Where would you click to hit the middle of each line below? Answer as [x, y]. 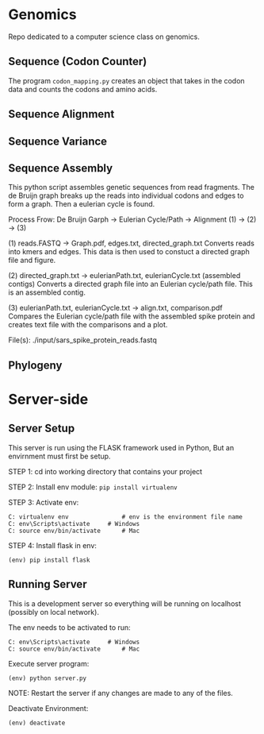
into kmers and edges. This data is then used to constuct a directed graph [129, 252]
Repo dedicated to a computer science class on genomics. [104, 37]
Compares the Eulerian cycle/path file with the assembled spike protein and [132, 316]
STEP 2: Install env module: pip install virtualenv [93, 487]
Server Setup [42, 429]
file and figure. [32, 261]
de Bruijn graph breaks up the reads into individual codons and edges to [126, 195]
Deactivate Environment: [48, 708]
